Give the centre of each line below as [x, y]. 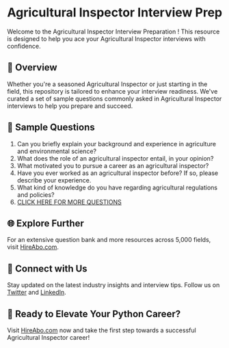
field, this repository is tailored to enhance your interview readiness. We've [112, 91]
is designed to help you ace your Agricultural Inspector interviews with [107, 38]
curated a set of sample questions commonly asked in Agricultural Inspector [114, 98]
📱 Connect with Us [47, 268]
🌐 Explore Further [45, 223]
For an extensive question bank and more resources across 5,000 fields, [109, 240]
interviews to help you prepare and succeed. [70, 106]
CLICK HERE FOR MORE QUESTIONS [69, 202]
